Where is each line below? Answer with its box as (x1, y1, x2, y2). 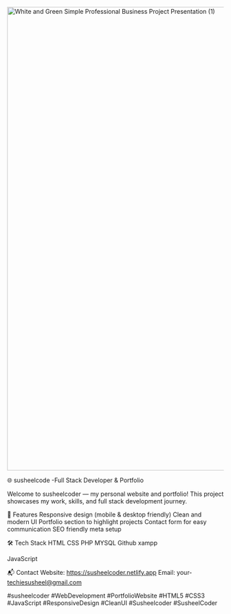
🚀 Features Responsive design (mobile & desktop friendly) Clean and (7, 510, 202, 519)
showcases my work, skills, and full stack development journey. (7, 497, 188, 505)
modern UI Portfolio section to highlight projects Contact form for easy (7, 518, 207, 525)
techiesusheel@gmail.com (7, 578, 82, 587)
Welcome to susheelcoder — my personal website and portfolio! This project (7, 490, 224, 498)
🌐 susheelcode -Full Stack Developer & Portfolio (7, 476, 144, 484)
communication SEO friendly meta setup (7, 525, 122, 533)
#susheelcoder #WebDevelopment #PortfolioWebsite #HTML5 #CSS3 (7, 591, 205, 600)
